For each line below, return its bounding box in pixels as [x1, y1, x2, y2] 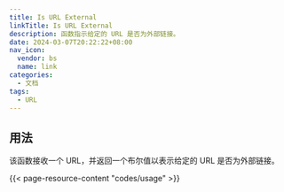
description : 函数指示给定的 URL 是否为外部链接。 [9, 29, 180, 38]
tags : [9, 87, 29, 96]
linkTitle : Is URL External [9, 21, 114, 30]
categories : [9, 71, 53, 80]
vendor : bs [17, 54, 58, 63]
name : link [17, 63, 58, 72]
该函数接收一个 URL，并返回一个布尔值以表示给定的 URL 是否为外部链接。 [9, 156, 280, 166]
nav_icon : [9, 46, 46, 55]
